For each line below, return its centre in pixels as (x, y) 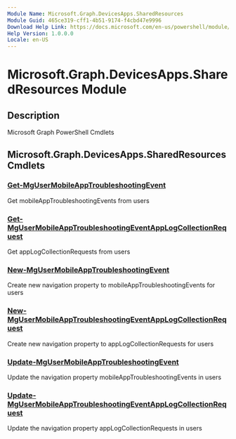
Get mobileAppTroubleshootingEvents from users (78, 200)
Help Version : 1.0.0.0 (40, 33)
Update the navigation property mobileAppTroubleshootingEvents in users (114, 377)
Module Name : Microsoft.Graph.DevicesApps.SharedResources (96, 14)
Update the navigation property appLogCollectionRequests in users (105, 428)
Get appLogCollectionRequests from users (69, 252)
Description (33, 116)
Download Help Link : (38, 27)
